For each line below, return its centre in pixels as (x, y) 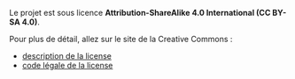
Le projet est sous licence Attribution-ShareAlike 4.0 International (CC (140, 13)
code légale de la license (67, 65)
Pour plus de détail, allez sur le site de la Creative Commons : (121, 39)
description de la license (67, 56)
